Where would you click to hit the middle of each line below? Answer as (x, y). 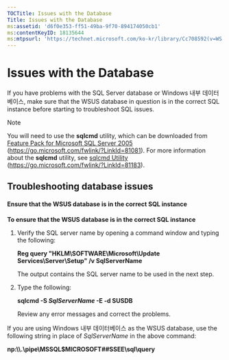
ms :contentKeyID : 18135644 (46, 33)
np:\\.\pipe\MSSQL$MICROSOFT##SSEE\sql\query (81, 349)
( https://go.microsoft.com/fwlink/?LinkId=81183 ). (76, 165)
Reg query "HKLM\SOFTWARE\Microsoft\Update (88, 253)
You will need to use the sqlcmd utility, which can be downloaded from (107, 136)
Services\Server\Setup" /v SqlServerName (80, 260)
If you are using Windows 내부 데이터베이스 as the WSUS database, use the (112, 328)
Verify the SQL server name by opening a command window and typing (118, 233)
